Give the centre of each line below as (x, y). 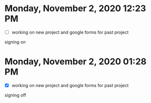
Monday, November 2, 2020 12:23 (75, 9)
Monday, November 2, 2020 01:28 (75, 62)
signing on (15, 42)
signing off (15, 95)
